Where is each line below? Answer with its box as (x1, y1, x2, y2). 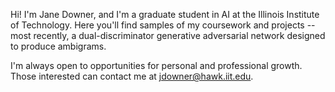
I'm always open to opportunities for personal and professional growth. (10, 60, 303, 71)
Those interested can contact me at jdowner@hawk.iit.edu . (10, 70, 254, 82)
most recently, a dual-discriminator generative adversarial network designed (10, 30, 326, 41)
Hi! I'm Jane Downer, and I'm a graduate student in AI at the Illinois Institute (10, 9, 320, 20)
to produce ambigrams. (10, 40, 107, 52)
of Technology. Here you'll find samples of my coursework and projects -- (10, 19, 316, 31)
